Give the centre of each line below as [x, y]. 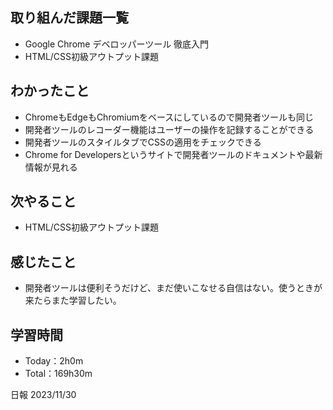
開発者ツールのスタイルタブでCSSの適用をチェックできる [143, 142]
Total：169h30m [58, 374]
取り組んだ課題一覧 [69, 18]
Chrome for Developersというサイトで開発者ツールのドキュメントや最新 [173, 154]
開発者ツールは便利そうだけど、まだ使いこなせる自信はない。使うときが [173, 288]
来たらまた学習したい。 [73, 300]
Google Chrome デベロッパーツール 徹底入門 [117, 44]
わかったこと [50, 91]
